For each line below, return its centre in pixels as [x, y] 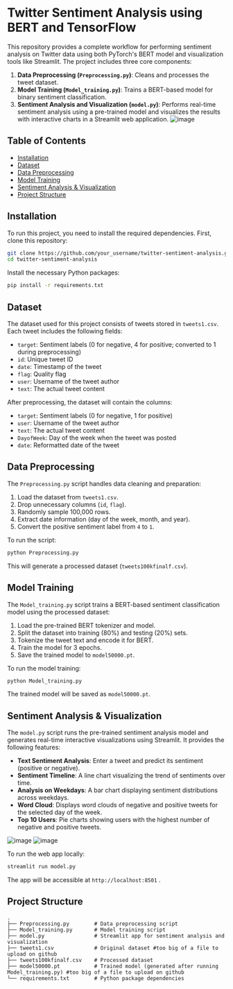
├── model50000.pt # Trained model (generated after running [113, 966]
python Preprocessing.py [43, 553]
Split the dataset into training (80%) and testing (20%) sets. [103, 633]
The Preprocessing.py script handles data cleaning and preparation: [104, 483]
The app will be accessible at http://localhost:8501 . [84, 880]
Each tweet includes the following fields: [65, 331]
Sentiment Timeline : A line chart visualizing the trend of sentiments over [121, 775]
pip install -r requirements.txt [55, 286]
